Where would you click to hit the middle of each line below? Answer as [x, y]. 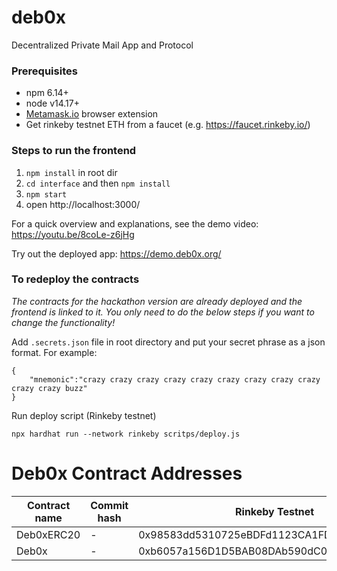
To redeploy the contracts [75, 279]
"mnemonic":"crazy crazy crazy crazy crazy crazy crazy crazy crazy [175, 379]
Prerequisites [44, 71]
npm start [46, 194]
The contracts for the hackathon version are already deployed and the [157, 301]
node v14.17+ [52, 103]
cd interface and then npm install [98, 183]
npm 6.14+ [47, 93]
